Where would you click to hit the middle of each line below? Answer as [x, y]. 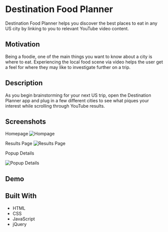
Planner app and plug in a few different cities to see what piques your [77, 100]
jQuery [19, 224]
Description [24, 83]
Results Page [19, 143]
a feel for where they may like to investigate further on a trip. [68, 67]
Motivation [23, 45]
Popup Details [20, 153]
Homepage [17, 134]
